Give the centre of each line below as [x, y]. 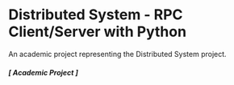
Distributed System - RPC [96, 15]
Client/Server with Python [98, 32]
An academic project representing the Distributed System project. [118, 54]
